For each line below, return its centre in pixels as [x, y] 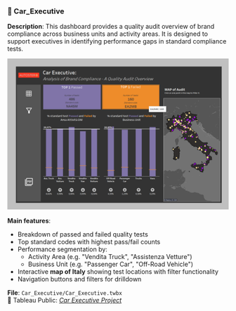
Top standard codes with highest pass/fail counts [89, 241]
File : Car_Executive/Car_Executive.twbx [65, 292]
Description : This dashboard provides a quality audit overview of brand [111, 27]
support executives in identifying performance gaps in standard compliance [117, 41]
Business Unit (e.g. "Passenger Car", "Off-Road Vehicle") [111, 264]
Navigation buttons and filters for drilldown [79, 279]
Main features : [29, 220]
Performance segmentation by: [62, 249]
